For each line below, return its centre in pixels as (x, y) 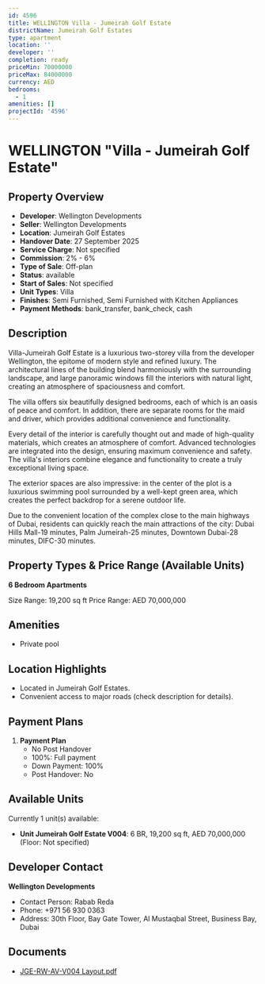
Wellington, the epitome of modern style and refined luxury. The (113, 361)
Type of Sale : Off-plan (56, 266)
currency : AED (32, 82)
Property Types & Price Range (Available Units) (127, 565)
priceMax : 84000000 (40, 75)
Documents (38, 952)
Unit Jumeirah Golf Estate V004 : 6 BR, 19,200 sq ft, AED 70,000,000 (132, 833)
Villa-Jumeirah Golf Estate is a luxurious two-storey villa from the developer (131, 352)
